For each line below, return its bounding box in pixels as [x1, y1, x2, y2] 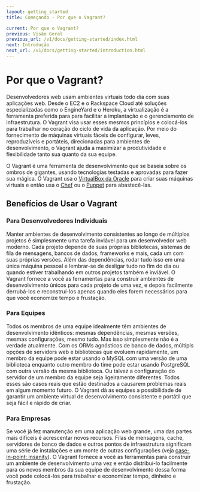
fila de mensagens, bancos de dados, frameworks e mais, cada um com [6, 250, 184, 257]
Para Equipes [6, 309, 46, 317]
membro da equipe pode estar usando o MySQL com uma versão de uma [6, 355, 187, 362]
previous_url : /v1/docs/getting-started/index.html [6, 37, 138, 43]
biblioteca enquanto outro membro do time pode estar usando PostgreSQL [6, 361, 190, 368]
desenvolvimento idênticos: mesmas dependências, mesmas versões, [6, 329, 179, 336]
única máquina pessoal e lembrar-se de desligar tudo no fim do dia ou [6, 262, 180, 269]
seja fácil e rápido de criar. [6, 399, 72, 406]
